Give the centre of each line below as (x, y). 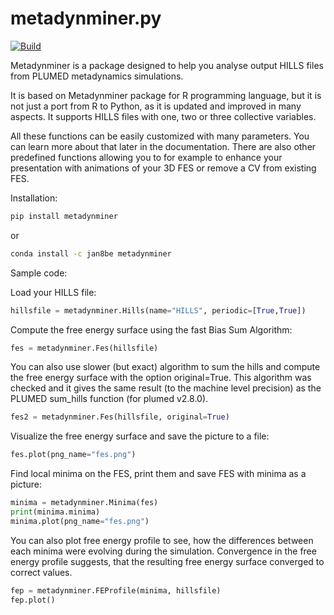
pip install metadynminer (64, 216)
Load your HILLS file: (53, 292)
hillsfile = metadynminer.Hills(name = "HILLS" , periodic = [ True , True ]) (158, 310)
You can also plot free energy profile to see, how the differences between (162, 540)
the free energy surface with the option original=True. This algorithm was (161, 378)
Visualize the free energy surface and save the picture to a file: (140, 436)
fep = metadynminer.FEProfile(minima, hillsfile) (116, 590)
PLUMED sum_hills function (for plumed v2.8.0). (109, 399)
